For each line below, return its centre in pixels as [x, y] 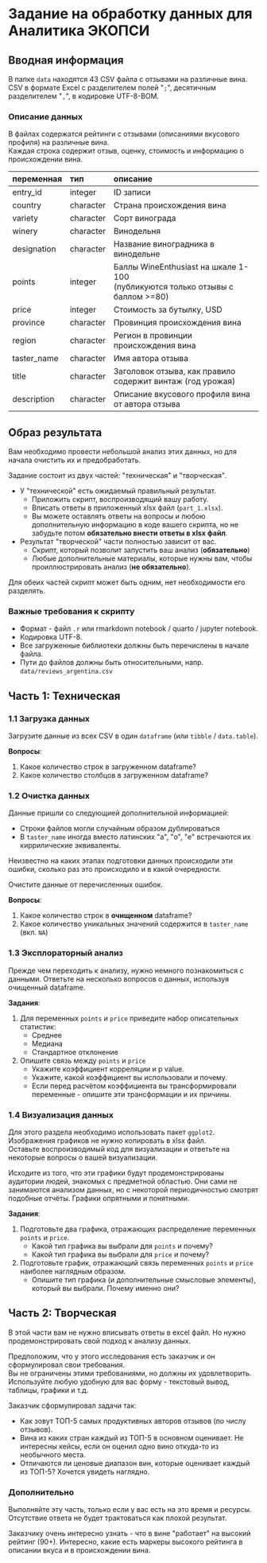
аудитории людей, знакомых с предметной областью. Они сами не [123, 1181]
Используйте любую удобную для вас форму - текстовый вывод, [119, 1382]
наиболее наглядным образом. [73, 1271]
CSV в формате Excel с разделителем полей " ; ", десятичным [112, 87]
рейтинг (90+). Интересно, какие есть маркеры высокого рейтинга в [126, 1542]
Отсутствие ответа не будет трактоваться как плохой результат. [118, 1518]
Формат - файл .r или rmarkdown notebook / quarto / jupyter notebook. [139, 628]
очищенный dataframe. [47, 987]
